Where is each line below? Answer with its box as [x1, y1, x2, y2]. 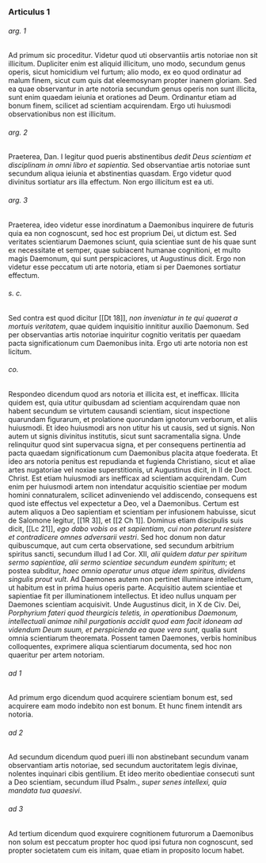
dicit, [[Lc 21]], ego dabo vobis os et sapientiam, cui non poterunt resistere [8, 523, 252, 533]
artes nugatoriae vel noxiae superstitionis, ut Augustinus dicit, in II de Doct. [8, 465, 253, 474]
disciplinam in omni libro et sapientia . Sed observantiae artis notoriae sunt [8, 161, 251, 170]
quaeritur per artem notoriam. [8, 650, 105, 660]
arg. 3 [8, 195, 28, 204]
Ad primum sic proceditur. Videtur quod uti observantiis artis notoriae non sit [8, 51, 258, 60]
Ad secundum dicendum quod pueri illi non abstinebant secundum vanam [8, 752, 249, 762]
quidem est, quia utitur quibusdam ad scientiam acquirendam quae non [8, 397, 241, 407]
